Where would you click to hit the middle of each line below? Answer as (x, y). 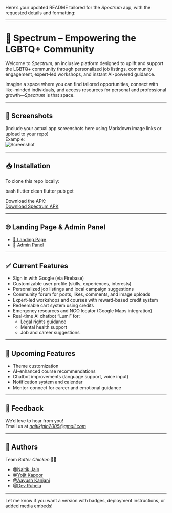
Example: (15, 139)
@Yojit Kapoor (28, 475)
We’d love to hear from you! (34, 421)
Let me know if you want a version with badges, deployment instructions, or (85, 500)
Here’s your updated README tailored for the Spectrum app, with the (78, 7)
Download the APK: (26, 201)
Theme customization (36, 366)
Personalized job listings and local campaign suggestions (73, 289)
